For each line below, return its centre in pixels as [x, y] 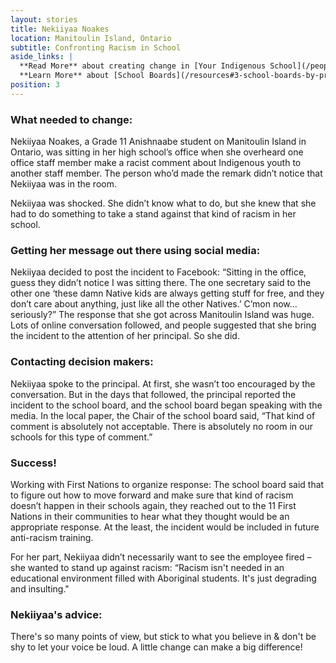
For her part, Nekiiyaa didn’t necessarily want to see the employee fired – [161, 557]
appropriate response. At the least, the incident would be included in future [165, 527]
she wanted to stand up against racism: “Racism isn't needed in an [147, 567]
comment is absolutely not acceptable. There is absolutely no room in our [161, 426]
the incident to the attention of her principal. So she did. [125, 336]
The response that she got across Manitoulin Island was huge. [186, 315]
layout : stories [44, 19]
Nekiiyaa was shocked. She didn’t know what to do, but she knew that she [163, 203]
